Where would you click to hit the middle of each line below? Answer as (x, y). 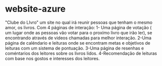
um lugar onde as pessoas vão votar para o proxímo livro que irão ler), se (79, 33)
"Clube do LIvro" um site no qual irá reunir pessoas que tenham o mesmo (79, 22)
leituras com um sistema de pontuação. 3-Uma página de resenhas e (74, 48)
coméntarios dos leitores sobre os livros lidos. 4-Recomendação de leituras (81, 53)
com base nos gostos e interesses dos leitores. (52, 58)
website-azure (35, 9)
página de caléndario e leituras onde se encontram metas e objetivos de (78, 43)
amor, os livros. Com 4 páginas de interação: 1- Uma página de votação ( (79, 27)
